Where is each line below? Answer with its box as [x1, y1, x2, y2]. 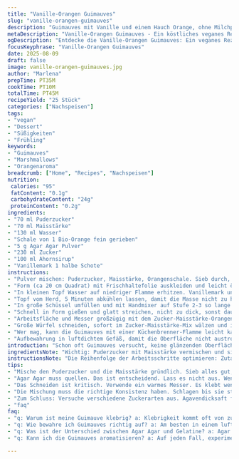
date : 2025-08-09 [7, 51, 59, 58]
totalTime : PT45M [7, 90, 59, 97]
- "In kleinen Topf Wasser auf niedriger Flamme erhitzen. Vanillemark [7, 289, 224, 296]
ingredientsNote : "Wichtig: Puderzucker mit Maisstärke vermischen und [7, 349, 224, 356]
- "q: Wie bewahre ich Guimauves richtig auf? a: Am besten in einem [7, 421, 218, 428]
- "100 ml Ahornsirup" [7, 256, 75, 263]
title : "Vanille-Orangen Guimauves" [7, 10, 116, 18]
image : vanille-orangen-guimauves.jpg [7, 63, 122, 71]
